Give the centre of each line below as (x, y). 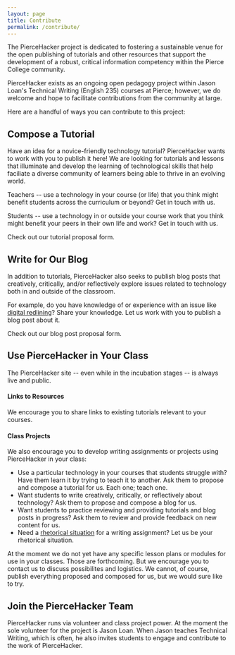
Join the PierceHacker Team (70, 606)
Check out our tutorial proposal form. (61, 237)
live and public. (29, 380)
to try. (16, 584)
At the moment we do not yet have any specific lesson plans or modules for (117, 554)
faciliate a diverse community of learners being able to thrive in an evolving (116, 174)
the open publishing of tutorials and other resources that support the (107, 54)
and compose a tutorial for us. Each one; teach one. (93, 488)
